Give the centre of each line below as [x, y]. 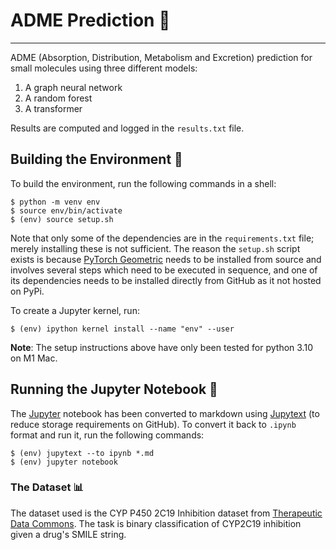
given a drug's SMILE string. [68, 534]
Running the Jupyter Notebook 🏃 [114, 389]
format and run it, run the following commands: [107, 435]
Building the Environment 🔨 [96, 159]
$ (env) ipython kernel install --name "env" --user [122, 329]
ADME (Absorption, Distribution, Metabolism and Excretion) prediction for [161, 57]
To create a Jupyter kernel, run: [75, 310]
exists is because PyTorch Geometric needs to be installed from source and [166, 259]
